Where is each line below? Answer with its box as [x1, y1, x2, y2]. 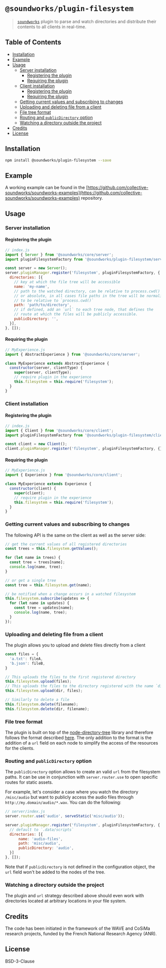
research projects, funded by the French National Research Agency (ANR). [5, 931, 157, 937]
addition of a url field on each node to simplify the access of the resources [5, 740, 158, 746]
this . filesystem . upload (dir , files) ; [5, 688, 83, 694]
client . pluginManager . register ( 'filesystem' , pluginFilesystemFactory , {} [5, 446, 163, 451]
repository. [81, 195, 103, 201]
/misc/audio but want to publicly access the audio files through [5, 794, 134, 800]
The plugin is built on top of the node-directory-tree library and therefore [5, 729, 154, 735]
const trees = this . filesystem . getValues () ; [5, 546, 98, 551]
